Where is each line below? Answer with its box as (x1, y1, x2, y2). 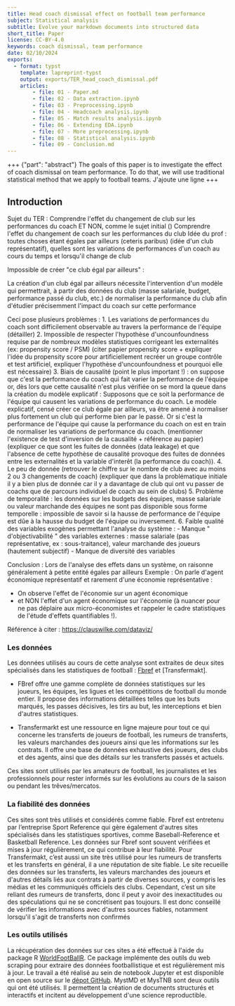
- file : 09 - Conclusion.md (32, 141, 114, 148)
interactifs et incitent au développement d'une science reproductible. (7, 991, 207, 999)
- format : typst (13, 63, 61, 70)
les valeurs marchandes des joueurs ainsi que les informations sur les (17, 738, 219, 746)
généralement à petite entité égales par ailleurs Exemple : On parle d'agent (7, 568, 224, 576)
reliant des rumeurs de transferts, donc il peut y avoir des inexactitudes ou (7, 890, 222, 898)
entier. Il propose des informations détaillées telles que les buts (17, 694, 201, 703)
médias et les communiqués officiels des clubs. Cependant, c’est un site (7, 882, 216, 891)
